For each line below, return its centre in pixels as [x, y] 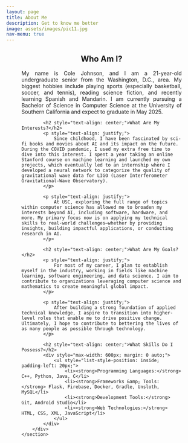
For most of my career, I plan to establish [111, 265]
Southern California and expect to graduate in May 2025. [92, 112]
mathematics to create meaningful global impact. [85, 286]
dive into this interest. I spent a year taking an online [97, 155]
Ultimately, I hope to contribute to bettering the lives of [100, 323]
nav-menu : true [25, 34]
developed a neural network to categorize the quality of [96, 170]
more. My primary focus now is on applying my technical [95, 218]
